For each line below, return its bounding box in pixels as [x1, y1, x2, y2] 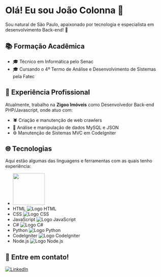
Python [12, 227, 28, 233]
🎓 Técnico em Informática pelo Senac [12, 58, 94, 64]
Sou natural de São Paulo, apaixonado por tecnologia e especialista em [5, 21, 154, 27]
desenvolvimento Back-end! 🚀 [5, 26, 69, 32]
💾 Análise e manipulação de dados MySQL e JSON [12, 124, 119, 130]
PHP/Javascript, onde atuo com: [5, 107, 73, 113]
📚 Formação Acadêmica [5, 42, 85, 51]
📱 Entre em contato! [5, 253, 70, 261]
